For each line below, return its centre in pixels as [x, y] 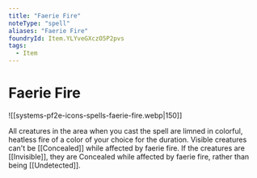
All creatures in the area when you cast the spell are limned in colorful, [126, 130]
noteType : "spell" [39, 23]
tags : [17, 46]
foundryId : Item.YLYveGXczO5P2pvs [67, 38]
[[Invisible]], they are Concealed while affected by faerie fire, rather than [129, 156]
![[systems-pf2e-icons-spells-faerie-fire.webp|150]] [95, 115]
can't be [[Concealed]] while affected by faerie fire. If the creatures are [126, 148]
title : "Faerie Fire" [45, 16]
